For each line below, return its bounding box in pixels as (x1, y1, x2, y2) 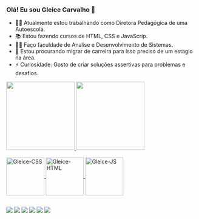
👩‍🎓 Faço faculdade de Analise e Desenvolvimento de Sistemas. (15, 41, 174, 49)
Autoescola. (15, 25, 46, 33)
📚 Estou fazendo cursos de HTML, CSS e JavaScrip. (15, 33, 148, 40)
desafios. (15, 70, 39, 77)
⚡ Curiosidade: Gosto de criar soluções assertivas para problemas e (15, 61, 186, 69)
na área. (15, 54, 36, 61)
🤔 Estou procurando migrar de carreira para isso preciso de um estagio (15, 48, 193, 55)
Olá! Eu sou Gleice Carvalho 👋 (6, 5, 96, 14)
